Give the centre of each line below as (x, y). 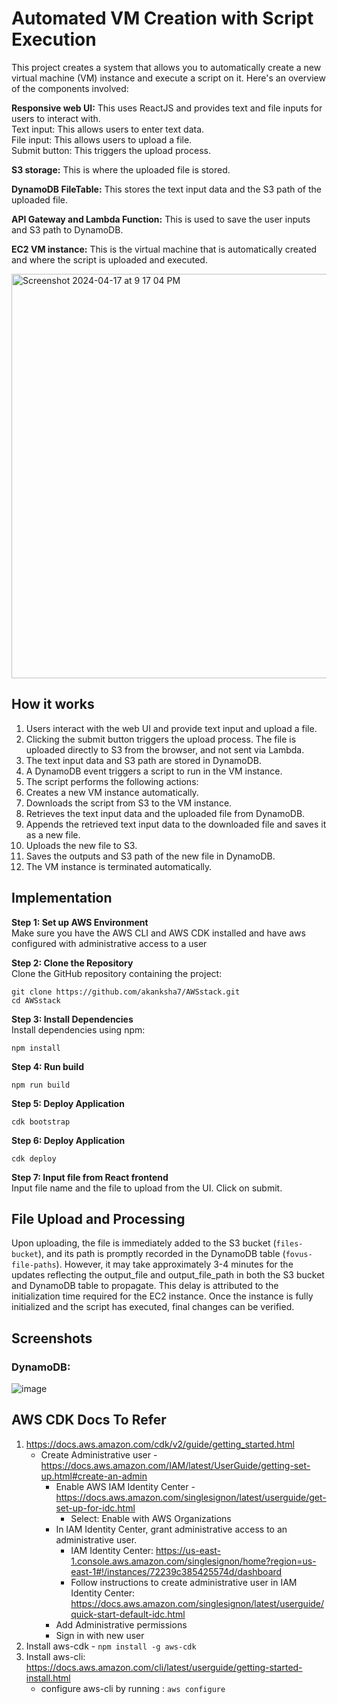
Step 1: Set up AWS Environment (80, 922)
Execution (54, 39)
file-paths (34, 1265)
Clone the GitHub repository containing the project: (117, 973)
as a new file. (53, 834)
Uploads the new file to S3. (81, 845)
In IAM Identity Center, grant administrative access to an (171, 1529)
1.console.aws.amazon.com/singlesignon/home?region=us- (193, 1561)
